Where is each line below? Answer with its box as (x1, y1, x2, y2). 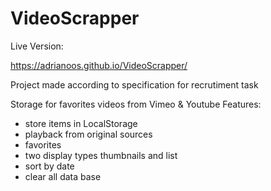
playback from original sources (24, 128, 153, 140)
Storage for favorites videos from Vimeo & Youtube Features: (10, 98, 262, 110)
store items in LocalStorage (24, 117, 138, 129)
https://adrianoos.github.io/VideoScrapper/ (10, 59, 188, 71)
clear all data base (24, 170, 102, 182)
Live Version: (10, 40, 64, 52)
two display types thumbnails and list (24, 149, 178, 161)
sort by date (24, 160, 75, 172)
